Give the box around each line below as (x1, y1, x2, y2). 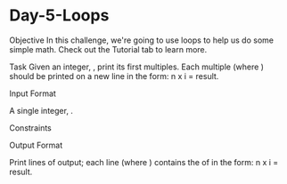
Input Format (9, 88, 56, 99)
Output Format (9, 140, 63, 150)
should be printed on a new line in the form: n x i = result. (9, 70, 219, 81)
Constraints (9, 122, 52, 133)
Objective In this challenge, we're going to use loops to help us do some (9, 35, 275, 45)
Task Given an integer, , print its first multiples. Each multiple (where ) (9, 61, 265, 72)
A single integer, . (9, 105, 74, 116)
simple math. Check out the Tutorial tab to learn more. (9, 44, 208, 54)
